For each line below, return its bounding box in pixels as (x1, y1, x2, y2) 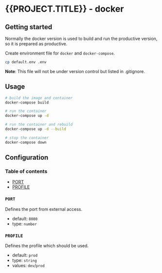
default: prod (12, 252, 38, 258)
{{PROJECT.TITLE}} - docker (5, 3, 124, 15)
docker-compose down (5, 140, 47, 145)
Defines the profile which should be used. (5, 242, 89, 249)
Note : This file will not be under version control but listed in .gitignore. (5, 68, 145, 74)
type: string (12, 257, 37, 263)
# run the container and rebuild (5, 122, 73, 127)
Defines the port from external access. (5, 206, 83, 212)
